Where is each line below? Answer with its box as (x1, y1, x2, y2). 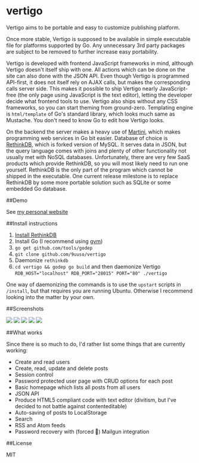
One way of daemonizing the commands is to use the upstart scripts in (6, 281, 181, 288)
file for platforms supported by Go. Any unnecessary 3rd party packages (6, 42, 185, 49)
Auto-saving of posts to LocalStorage (14, 409, 107, 416)
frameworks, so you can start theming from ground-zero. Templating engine (6, 104, 194, 111)
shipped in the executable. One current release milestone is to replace (6, 172, 179, 179)
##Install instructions (6, 219, 58, 227)
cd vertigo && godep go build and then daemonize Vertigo (14, 263, 161, 270)
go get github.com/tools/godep (14, 245, 93, 251)
